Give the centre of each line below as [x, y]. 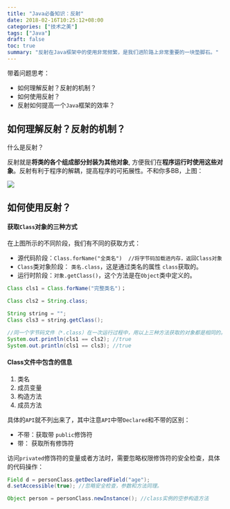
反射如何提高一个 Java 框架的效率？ [66, 105]
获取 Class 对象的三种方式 [42, 226]
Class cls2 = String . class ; [48, 301]
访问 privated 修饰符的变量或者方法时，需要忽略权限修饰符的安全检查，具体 [114, 458]
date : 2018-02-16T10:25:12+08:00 [55, 20]
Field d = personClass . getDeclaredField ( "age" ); [79, 480]
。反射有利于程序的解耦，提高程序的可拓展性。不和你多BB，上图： [108, 170]
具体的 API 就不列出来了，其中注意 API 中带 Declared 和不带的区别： [99, 419]
